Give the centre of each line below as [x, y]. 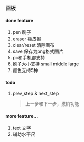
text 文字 [22, 128]
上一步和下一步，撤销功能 [52, 104]
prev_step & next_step [36, 94]
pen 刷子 [22, 32]
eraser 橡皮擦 [27, 39]
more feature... [22, 116]
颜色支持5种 [25, 70]
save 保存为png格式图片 [38, 51]
